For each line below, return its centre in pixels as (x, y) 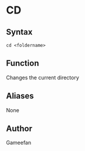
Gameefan (18, 143)
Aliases (20, 96)
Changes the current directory (42, 78)
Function (23, 63)
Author (19, 129)
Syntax (19, 32)
